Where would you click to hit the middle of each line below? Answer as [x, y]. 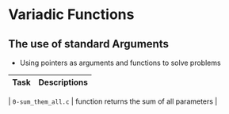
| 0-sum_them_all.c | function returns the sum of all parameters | [113, 101]
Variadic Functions [71, 15]
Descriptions [63, 82]
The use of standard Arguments [88, 44]
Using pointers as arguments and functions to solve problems [120, 63]
